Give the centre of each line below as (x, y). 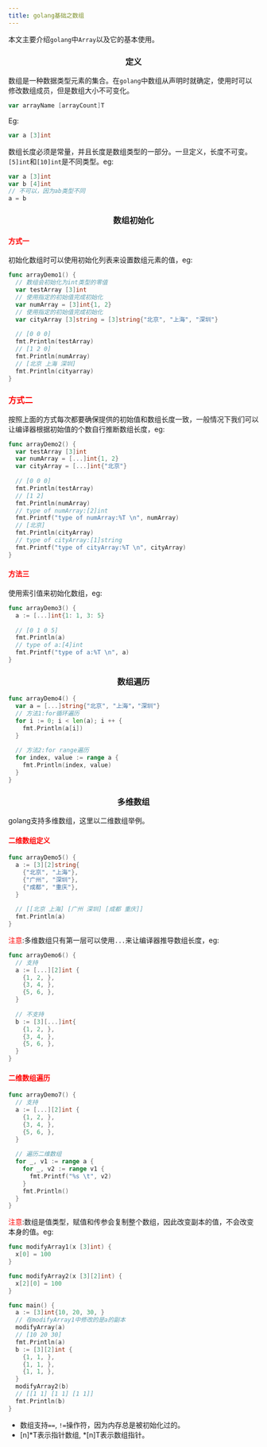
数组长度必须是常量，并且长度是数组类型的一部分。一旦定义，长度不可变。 (130, 151)
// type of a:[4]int (49, 645)
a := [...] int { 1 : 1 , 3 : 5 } (60, 615)
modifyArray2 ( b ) (42, 1387)
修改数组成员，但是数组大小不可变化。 (71, 90)
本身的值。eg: (31, 1232)
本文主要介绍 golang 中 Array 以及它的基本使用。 (83, 39)
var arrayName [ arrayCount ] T (56, 105)
